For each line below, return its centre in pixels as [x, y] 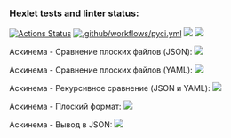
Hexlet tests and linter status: [74, 13]
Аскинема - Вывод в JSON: [61, 125]
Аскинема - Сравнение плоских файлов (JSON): [101, 52]
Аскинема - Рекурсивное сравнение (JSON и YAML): [110, 88]
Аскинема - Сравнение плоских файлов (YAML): [101, 70]
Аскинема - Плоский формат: [65, 107]
